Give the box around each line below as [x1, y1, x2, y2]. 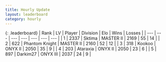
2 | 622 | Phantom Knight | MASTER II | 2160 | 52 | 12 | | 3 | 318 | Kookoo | [5, 41, 156, 47]
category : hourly [5, 16, 41, 21]
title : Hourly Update [5, 7, 50, 12]
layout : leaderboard [5, 12, 48, 17]
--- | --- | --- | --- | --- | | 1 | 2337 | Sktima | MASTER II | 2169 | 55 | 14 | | [10, 35, 160, 41]
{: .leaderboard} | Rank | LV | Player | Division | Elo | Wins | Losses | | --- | [5, 30, 156, 36]
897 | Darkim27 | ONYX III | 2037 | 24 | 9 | [5, 51, 91, 57]
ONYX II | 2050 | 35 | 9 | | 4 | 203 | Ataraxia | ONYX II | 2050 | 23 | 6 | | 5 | [5, 46, 157, 52]
